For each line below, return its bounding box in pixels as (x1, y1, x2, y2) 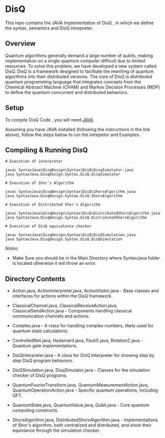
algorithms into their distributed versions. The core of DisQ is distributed (5, 73, 152, 80)
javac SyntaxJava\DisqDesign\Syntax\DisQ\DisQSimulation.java (5, 232, 136, 238)
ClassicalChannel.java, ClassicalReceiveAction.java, (12, 303, 118, 308)
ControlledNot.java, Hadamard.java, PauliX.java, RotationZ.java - (12, 338, 143, 344)
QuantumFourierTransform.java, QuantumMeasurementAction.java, (12, 382, 149, 388)
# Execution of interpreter (5, 159, 63, 164)
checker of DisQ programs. (12, 372, 68, 379)
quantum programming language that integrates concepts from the (5, 79, 141, 85)
